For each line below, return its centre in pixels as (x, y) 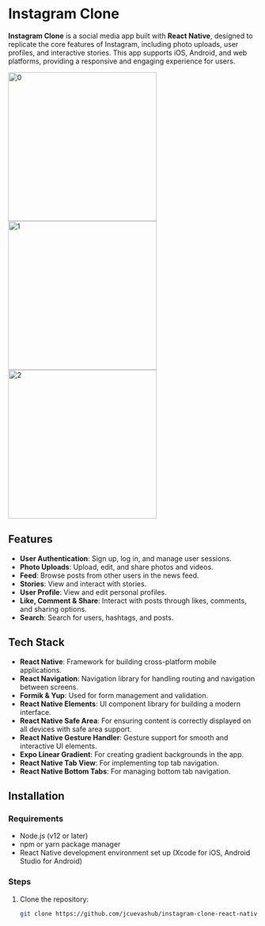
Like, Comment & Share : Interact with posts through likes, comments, (133, 601)
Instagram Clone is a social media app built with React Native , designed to (131, 36)
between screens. (49, 686)
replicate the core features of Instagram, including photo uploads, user (123, 44)
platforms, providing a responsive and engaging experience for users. (122, 61)
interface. (35, 712)
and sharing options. (53, 609)
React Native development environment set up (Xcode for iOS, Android (135, 853)
